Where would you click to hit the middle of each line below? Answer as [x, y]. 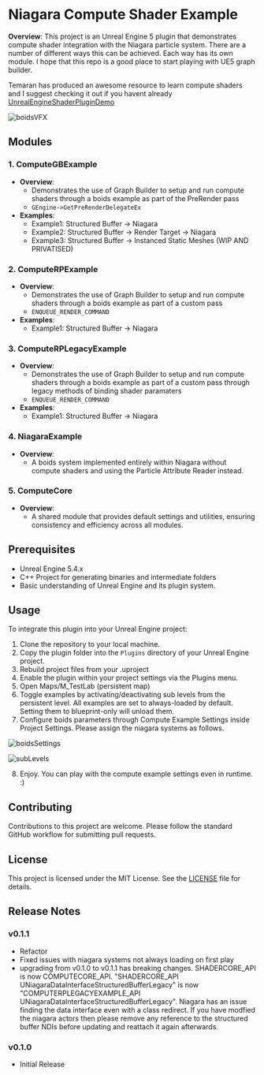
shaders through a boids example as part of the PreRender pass [135, 198]
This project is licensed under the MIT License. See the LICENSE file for [125, 879]
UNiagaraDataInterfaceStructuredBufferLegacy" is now [109, 984]
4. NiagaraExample [45, 437]
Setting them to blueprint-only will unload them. [97, 711]
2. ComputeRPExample [53, 269]
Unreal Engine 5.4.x [52, 569]
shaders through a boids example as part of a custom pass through [141, 383]
